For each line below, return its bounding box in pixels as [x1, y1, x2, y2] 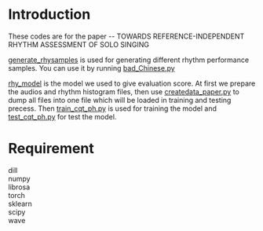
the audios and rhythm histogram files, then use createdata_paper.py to [8, 86, 239, 96]
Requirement [8, 140, 94, 158]
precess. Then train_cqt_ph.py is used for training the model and [8, 104, 217, 113]
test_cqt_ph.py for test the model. [8, 112, 117, 121]
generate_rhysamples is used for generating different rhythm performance [8, 55, 250, 64]
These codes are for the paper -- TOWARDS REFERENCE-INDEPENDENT [8, 31, 245, 41]
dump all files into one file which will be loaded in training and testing [8, 95, 232, 104]
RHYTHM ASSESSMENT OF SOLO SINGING [8, 39, 150, 49]
